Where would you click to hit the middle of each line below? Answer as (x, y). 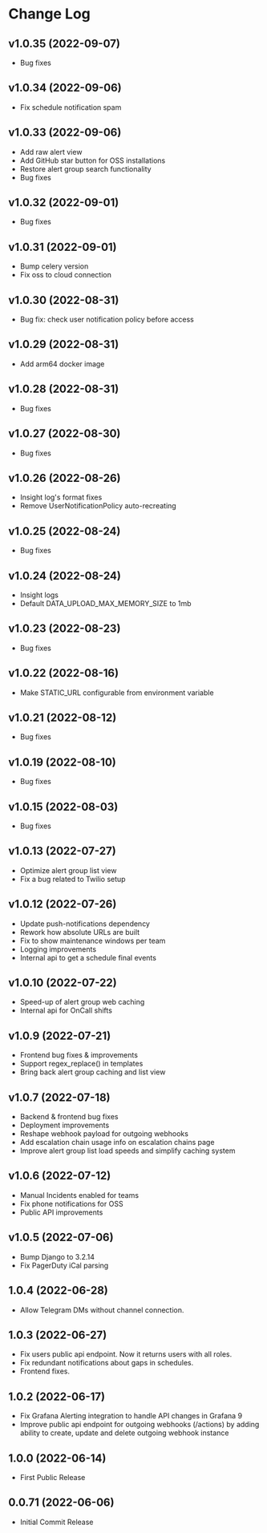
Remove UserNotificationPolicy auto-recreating (98, 506)
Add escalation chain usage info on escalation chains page (117, 1143)
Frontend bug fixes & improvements (79, 1055)
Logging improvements (58, 949)
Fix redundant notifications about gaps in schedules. (107, 1363)
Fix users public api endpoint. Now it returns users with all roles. (126, 1354)
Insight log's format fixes (61, 497)
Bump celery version (54, 266)
